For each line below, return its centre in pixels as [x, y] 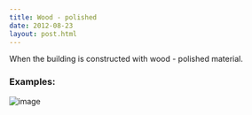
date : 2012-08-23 [41, 26]
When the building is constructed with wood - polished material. [126, 59]
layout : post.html [43, 34]
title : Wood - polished [53, 17]
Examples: [32, 82]
